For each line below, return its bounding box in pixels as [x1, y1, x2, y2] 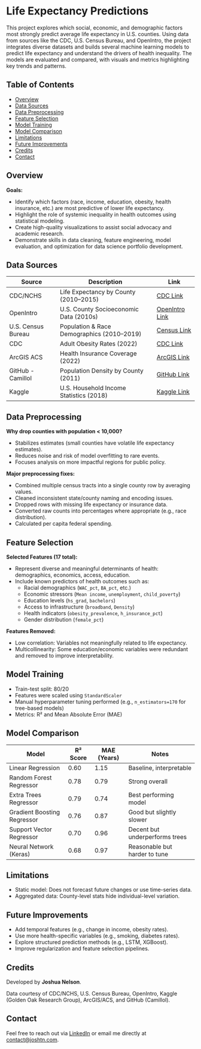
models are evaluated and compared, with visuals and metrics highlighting [6, 56, 190, 63]
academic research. [14, 230, 65, 237]
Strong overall [128, 777, 168, 786]
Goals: [6, 186, 23, 193]
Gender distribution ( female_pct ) [23, 616, 104, 623]
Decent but [128, 825, 160, 834]
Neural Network [9, 842, 54, 850]
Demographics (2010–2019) [59, 330, 142, 338]
